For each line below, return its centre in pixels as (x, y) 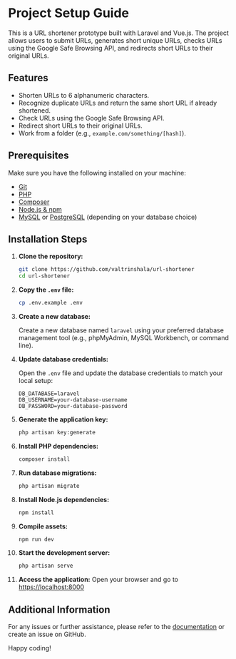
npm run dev (36, 539)
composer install (44, 459)
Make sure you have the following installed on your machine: (97, 173)
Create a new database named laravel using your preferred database (121, 330)
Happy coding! (30, 648)
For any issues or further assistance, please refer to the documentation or (117, 627)
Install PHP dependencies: (58, 446)
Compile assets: (43, 526)
